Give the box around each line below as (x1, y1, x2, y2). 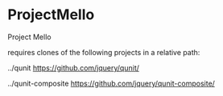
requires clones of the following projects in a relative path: (7, 47, 200, 57)
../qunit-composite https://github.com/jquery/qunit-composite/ (7, 78, 215, 88)
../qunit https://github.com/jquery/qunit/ (7, 62, 140, 73)
